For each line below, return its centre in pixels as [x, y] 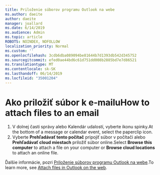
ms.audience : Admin [25, 32]
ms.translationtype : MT [29, 64]
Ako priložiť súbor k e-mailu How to [78, 102]
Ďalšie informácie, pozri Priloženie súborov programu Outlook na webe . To [80, 162]
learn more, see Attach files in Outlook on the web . [56, 167]
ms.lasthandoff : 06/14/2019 [34, 74]
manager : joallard [24, 23]
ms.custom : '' [20, 51]
